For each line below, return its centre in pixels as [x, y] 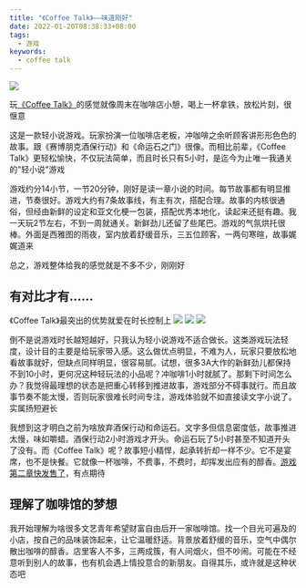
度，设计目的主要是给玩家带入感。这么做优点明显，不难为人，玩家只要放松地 [153, 351]
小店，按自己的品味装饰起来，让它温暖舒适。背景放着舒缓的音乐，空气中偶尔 [153, 540]
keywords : [28, 52]
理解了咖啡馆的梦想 [63, 505]
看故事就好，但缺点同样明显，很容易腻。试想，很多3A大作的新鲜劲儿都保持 [150, 362]
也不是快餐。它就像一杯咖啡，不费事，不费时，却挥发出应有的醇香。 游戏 [161, 461]
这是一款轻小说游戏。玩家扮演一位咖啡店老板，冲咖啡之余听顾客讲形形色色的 [153, 135]
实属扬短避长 [33, 407]
